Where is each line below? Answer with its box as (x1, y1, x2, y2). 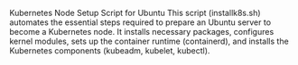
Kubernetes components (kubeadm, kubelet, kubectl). (9, 45, 210, 56)
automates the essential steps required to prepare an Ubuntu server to (9, 17, 272, 28)
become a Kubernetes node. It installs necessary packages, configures (9, 27, 275, 37)
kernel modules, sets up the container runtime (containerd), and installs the (9, 36, 289, 46)
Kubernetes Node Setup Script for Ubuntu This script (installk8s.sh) (9, 8, 261, 18)
